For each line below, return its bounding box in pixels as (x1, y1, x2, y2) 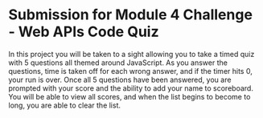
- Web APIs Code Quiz (8, 22, 159, 41)
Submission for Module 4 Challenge (8, 6, 253, 24)
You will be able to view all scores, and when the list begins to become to (8, 92, 251, 101)
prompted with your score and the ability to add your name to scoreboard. (8, 83, 253, 93)
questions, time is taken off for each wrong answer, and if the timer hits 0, (8, 66, 253, 75)
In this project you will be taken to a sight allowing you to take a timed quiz (8, 49, 255, 59)
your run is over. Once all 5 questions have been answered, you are (8, 75, 232, 84)
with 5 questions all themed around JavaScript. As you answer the (8, 58, 228, 67)
